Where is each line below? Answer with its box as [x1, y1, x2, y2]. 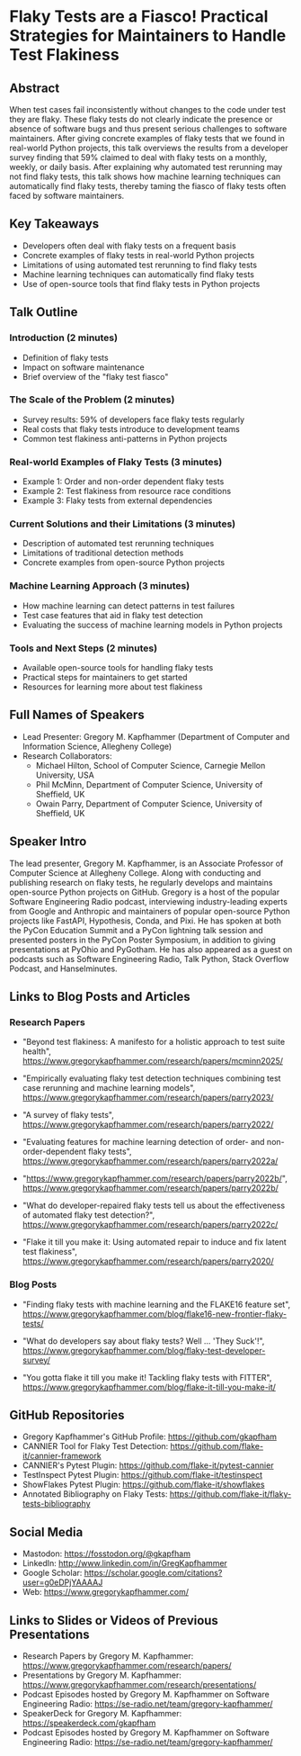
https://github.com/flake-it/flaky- [169, 1489, 292, 1499]
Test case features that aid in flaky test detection [22, 609, 204, 620]
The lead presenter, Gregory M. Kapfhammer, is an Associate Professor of [9, 858, 284, 869]
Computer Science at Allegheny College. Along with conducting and [9, 867, 261, 878]
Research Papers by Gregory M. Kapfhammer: [22, 1651, 194, 1661]
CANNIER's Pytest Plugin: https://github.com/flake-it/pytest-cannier [22, 1460, 274, 1471]
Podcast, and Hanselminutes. [9, 963, 119, 974]
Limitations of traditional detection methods [22, 547, 184, 559]
